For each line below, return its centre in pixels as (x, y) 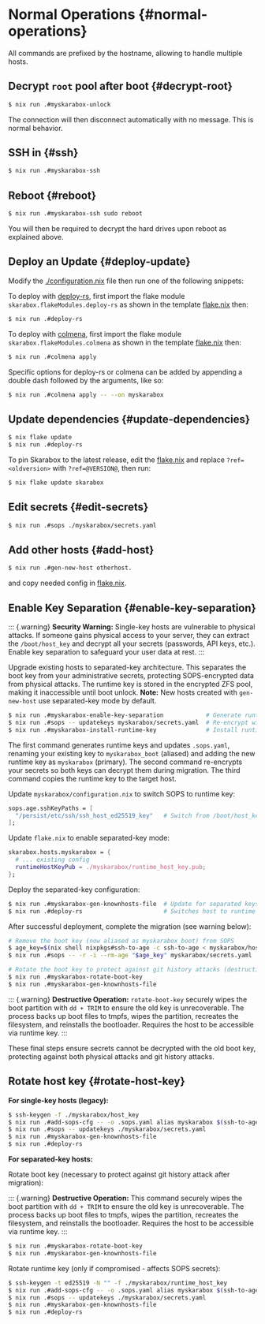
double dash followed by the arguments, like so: (86, 380)
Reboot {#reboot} (52, 195)
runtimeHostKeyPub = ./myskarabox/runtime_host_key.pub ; (111, 867)
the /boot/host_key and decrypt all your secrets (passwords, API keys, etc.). (132, 643)
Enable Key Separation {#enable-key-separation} (132, 608)
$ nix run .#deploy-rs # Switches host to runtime (132, 911)
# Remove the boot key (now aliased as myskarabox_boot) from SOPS (121, 941)
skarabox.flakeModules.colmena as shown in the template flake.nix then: (125, 342)
